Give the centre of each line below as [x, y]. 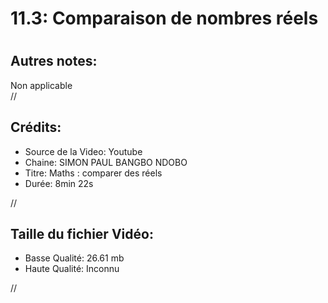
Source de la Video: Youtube [83, 151]
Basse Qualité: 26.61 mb [74, 258]
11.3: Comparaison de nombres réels [164, 18]
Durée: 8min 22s [59, 183]
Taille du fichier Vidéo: [82, 234]
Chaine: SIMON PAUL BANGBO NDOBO [106, 162]
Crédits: [36, 127]
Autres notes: [54, 61]
